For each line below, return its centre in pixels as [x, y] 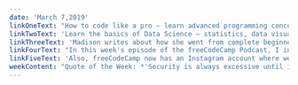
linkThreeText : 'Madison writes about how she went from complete [134, 42]
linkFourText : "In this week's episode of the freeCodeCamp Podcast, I [144, 50]
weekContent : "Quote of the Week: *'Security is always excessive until [146, 67]
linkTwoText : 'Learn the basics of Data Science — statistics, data [138, 34]
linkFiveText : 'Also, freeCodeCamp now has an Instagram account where [144, 58]
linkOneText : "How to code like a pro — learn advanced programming [138, 26]
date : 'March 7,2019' [49, 17]
